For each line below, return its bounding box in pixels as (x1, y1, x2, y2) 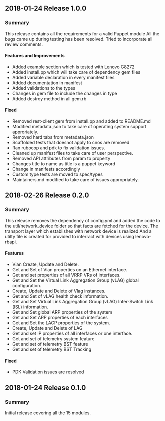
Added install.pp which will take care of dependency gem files (12, 69, 141, 75)
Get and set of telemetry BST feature (12, 341, 88, 347)
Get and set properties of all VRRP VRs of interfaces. (12, 272, 121, 278)
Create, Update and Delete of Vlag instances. (12, 288, 106, 294)
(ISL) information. (12, 304, 48, 310)
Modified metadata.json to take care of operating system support (12, 124, 147, 130)
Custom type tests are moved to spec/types (12, 171, 103, 177)
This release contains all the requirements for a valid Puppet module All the (5, 30, 160, 37)
